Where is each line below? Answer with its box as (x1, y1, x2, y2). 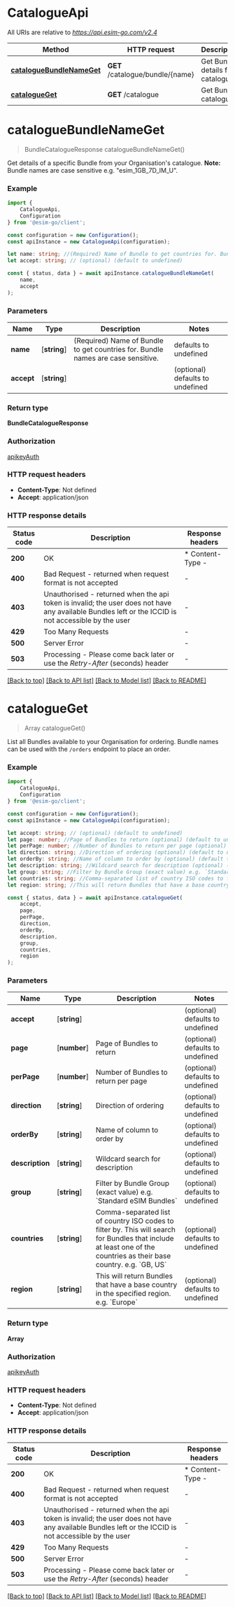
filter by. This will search (95, 1225, 176, 1235)
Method (42, 44, 69, 54)
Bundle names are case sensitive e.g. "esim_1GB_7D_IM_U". (7, 166, 178, 174)
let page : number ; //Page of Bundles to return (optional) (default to (7, 836, 220, 843)
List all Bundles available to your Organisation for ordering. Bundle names (7, 738, 219, 746)
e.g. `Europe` (95, 1297, 138, 1307)
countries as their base (95, 1251, 171, 1261)
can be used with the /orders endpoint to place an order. (7, 745, 171, 753)
